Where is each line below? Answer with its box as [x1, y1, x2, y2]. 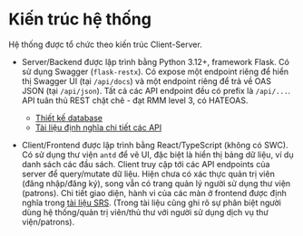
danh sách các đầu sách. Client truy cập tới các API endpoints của [21, 158, 270, 169]
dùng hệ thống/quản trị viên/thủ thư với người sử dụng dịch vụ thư [21, 206, 269, 217]
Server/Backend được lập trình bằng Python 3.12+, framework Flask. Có [21, 56, 289, 67]
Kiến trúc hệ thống [8, 9, 151, 30]
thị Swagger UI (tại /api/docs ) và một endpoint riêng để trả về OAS [21, 75, 271, 86]
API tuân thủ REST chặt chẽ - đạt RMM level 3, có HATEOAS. [21, 95, 249, 106]
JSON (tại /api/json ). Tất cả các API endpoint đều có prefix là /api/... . [21, 85, 291, 96]
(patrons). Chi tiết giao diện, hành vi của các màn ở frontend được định [21, 187, 288, 198]
